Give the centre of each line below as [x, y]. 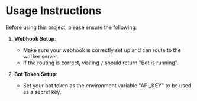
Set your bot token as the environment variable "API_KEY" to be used [107, 85]
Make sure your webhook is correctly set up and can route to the [102, 50]
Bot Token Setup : [35, 74]
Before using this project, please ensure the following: [71, 27]
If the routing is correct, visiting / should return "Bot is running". [101, 63]
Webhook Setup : [35, 38]
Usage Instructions [54, 11]
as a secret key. [42, 92]
